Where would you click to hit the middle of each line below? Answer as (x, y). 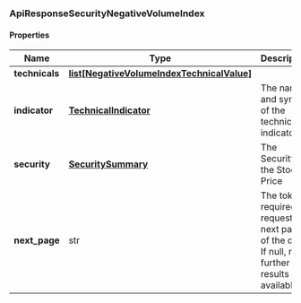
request (277, 218)
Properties (30, 35)
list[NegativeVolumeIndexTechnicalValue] (160, 74)
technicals (37, 74)
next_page (37, 240)
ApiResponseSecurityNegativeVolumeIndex (107, 13)
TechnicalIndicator (109, 110)
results (275, 274)
